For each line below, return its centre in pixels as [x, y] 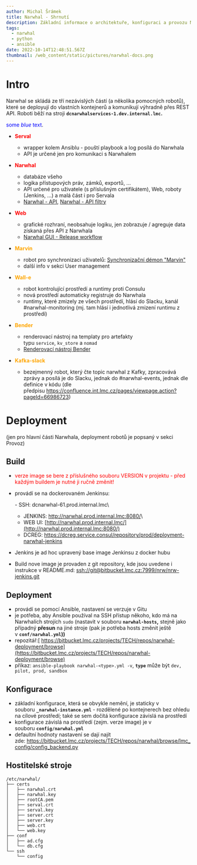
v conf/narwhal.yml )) [40, 634]
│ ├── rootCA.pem [30, 800]
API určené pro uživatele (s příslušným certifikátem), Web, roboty [102, 189]
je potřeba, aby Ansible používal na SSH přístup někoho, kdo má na [96, 616]
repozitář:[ [27, 641]
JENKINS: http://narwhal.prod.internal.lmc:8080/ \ [83, 516]
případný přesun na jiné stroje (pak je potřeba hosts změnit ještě [93, 628]
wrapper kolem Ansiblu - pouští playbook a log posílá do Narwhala [104, 147]
